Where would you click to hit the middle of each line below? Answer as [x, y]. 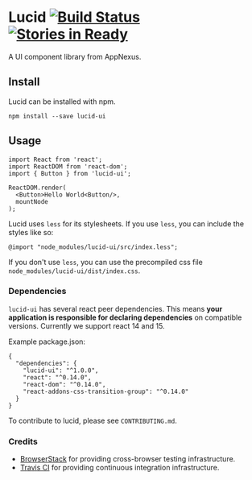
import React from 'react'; [56, 159]
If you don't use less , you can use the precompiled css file [105, 262]
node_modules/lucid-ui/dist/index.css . [74, 271]
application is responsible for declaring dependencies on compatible [125, 317]
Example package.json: [47, 341]
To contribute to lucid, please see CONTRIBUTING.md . [93, 420]
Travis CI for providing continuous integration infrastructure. [120, 468]
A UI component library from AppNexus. [75, 56]
